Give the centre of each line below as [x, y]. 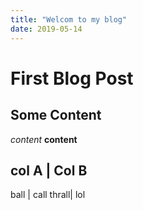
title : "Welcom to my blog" [69, 19]
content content [44, 139]
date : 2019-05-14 [46, 29]
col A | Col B [49, 170]
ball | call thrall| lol [48, 195]
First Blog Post [72, 78]
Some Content [56, 115]
